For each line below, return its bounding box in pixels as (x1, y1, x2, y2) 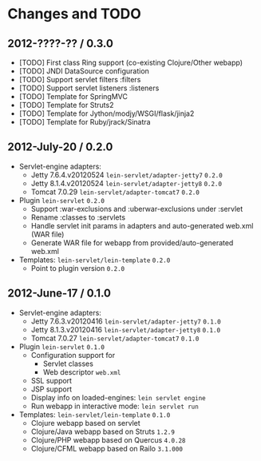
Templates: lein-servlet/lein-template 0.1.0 (18, 409, 171, 419)
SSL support (30, 376, 73, 385)
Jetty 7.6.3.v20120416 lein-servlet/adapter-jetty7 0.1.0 (30, 316, 221, 326)
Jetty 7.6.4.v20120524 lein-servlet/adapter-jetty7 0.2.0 (30, 169, 223, 180)
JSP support (30, 384, 73, 394)
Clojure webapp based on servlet (30, 418, 140, 427)
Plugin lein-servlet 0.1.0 (18, 341, 105, 352)
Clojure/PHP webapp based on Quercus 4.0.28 (30, 435, 186, 444)
